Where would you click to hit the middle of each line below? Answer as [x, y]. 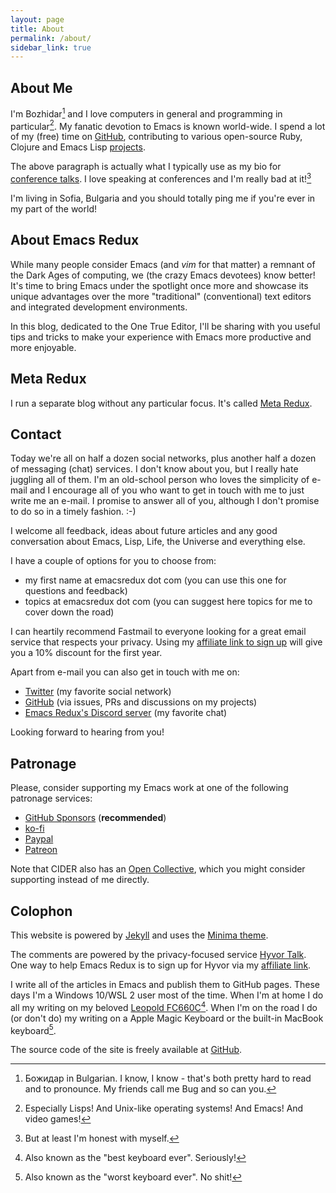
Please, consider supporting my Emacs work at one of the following [149, 788]
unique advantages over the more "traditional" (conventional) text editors [161, 296]
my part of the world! [53, 209]
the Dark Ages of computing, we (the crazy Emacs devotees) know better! [163, 275]
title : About [37, 29]
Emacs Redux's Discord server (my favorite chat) [126, 713]
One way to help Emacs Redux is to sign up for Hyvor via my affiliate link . [161, 965]
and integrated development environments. [99, 307]
